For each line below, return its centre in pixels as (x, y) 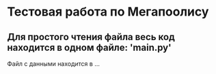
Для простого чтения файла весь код (91, 37)
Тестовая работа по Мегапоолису (108, 12)
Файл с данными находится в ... (54, 64)
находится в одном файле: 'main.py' (90, 47)
